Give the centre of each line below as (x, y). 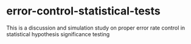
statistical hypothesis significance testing (58, 34)
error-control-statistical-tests (84, 11)
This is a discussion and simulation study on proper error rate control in (96, 28)
